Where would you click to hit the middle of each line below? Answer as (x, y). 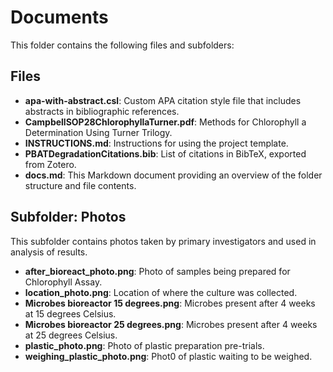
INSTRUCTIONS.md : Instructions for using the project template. (156, 143)
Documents (59, 17)
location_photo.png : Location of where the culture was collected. (161, 292)
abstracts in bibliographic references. (102, 111)
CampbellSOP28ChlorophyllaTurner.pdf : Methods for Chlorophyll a (165, 122)
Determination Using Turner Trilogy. (98, 132)
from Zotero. (50, 164)
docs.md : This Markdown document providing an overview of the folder (173, 175)
